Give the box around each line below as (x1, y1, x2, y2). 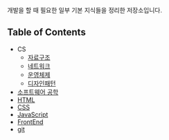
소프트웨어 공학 (17, 87, 59, 96)
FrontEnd (17, 117, 44, 126)
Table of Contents (7, 26, 87, 38)
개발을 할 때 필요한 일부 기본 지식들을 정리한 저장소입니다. (7, 6, 163, 14)
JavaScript (17, 110, 48, 119)
